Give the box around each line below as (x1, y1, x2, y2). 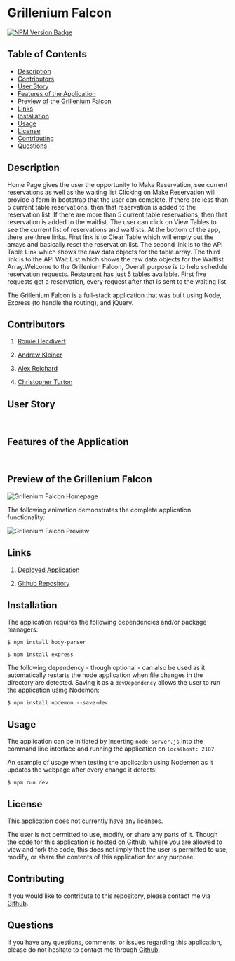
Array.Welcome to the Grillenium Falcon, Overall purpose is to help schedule (7, 262, 228, 271)
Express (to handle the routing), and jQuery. (7, 298, 134, 306)
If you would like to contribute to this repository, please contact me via (7, 892, 210, 900)
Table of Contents (7, 48, 88, 60)
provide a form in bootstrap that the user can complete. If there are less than (7, 195, 229, 204)
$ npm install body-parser (7, 639, 86, 646)
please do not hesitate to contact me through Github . (7, 945, 160, 954)
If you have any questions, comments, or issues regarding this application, (7, 938, 222, 946)
